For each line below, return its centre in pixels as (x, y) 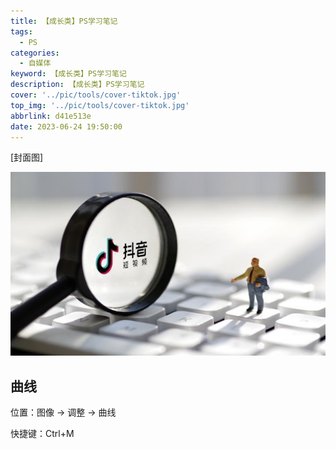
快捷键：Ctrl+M (42, 434)
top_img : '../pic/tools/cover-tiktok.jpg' (100, 105)
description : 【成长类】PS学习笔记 (77, 85)
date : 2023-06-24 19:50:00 (66, 126)
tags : (21, 31)
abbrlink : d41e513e (51, 116)
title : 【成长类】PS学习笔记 (64, 21)
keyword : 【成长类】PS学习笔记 (68, 74)
